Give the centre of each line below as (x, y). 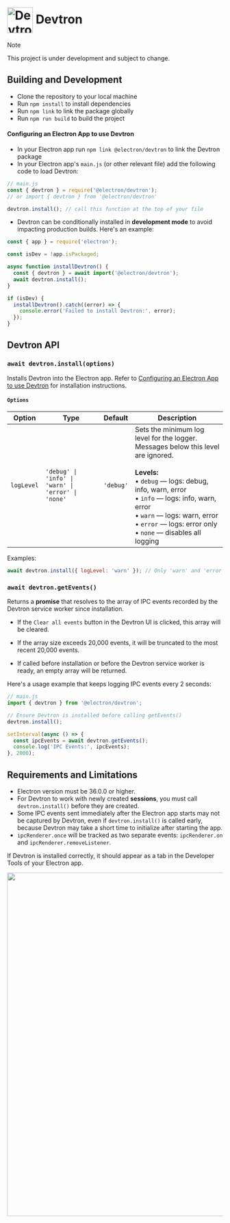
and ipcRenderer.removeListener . (64, 842)
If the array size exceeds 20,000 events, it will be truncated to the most (117, 643)
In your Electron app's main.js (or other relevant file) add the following (116, 164)
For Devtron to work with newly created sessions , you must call (107, 798)
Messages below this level (177, 447)
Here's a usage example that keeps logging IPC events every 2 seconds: (109, 684)
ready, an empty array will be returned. (72, 671)
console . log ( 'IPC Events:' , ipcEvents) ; (72, 747)
